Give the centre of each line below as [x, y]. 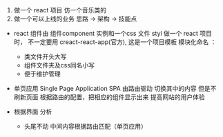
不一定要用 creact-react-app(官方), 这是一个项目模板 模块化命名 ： [122, 42]
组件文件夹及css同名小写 [59, 65]
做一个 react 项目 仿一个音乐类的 [60, 10]
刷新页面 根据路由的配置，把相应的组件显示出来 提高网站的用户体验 [109, 97]
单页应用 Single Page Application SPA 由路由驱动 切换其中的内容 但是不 [115, 88]
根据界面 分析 [33, 112]
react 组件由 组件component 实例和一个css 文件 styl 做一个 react [106, 33]
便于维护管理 [42, 74]
